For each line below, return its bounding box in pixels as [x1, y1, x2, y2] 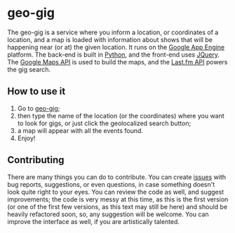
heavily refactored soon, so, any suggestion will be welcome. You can [7, 210, 209, 218]
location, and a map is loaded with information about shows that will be [7, 35, 213, 43]
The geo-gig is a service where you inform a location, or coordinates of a [7, 28, 219, 36]
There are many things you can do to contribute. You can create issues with [7, 173, 227, 181]
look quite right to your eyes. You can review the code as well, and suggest [7, 188, 224, 196]
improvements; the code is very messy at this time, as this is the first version [7, 195, 229, 204]
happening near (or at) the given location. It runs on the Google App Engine [7, 43, 225, 51]
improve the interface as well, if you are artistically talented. [7, 217, 180, 225]
